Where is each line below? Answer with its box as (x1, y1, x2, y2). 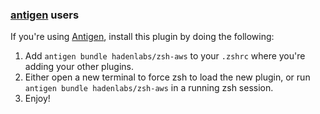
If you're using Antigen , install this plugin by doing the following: (10, 31, 275, 43)
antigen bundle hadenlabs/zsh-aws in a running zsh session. (24, 82, 274, 94)
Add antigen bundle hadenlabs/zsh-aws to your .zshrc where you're (24, 50, 306, 62)
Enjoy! (24, 93, 51, 105)
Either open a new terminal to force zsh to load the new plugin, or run (24, 71, 311, 83)
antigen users (10, 8, 80, 22)
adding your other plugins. (24, 61, 134, 73)
